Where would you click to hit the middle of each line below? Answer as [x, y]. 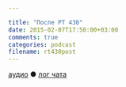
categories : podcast [42, 44]
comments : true [33, 37]
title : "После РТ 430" [46, 22]
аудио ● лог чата [38, 74]
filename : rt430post [42, 52]
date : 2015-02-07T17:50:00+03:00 [63, 30]
